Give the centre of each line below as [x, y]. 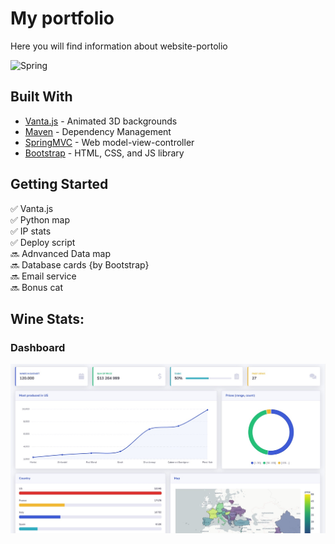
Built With [41, 97]
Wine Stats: [47, 318]
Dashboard [38, 347]
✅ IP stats [31, 231]
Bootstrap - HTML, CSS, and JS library [104, 153]
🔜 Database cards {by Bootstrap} [80, 264]
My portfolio [62, 18]
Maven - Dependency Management [98, 131]
